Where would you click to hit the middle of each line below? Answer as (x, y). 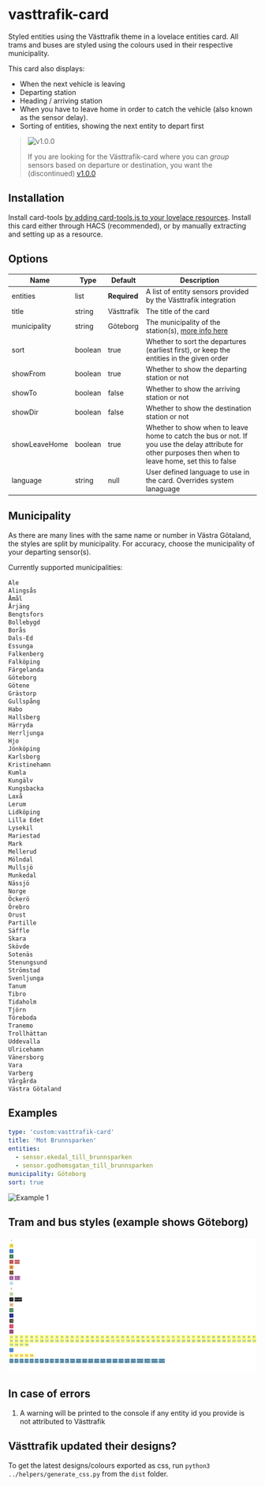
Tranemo (21, 1026)
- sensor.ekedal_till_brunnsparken (74, 1157)
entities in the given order (187, 358)
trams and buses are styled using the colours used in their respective (121, 44)
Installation (36, 198)
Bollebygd (24, 622)
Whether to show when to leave (197, 428)
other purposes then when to (193, 453)
